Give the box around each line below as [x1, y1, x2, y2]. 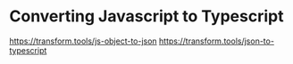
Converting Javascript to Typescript [9, 6, 284, 27]
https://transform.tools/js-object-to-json [9, 36, 158, 46]
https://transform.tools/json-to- [159, 36, 275, 46]
